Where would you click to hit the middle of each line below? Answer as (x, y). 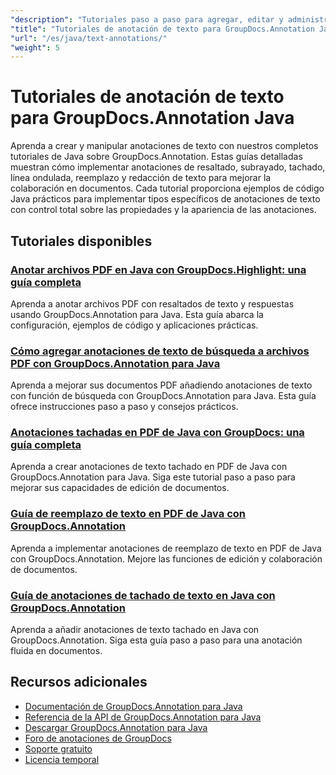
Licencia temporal (62, 759)
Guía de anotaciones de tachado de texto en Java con (143, 595)
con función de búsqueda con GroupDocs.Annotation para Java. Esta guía (163, 396)
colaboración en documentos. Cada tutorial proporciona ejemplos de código (167, 188)
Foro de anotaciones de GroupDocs (98, 738)
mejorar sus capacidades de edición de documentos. (120, 488)
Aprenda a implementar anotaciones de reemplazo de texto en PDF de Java (166, 548)
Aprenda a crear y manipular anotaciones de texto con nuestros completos (164, 146)
